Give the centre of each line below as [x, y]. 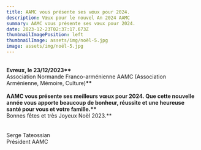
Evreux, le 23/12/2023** [39, 70]
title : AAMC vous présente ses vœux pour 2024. [68, 12]
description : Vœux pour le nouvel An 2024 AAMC [68, 18]
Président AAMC [27, 141]
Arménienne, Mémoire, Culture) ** [49, 83]
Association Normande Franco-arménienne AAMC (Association [86, 77]
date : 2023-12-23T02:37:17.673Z [47, 29]
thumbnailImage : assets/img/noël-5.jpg [57, 40]
